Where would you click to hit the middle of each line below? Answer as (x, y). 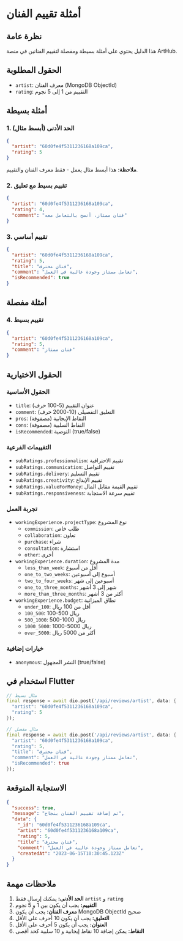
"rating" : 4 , (28, 210)
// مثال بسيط (22, 695)
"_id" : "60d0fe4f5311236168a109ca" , (64, 825)
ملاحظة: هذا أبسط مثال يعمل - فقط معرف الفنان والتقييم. (72, 170)
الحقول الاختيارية (34, 374)
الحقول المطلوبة (34, 70)
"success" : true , (34, 808)
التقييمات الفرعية (29, 447)
